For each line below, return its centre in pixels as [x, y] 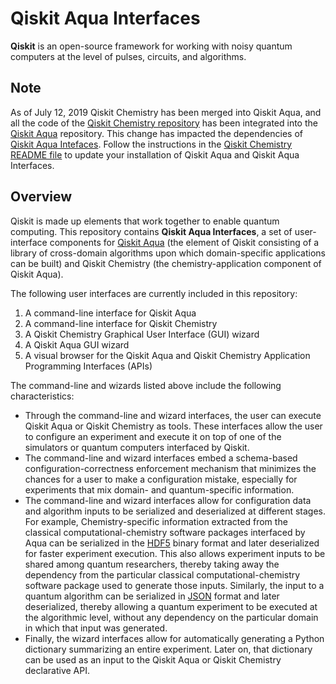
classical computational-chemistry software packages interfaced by [165, 532]
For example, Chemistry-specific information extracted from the [156, 521]
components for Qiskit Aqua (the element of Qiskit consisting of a [184, 242]
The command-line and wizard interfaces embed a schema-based [161, 458]
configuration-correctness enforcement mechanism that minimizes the [170, 468]
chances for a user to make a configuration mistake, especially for [161, 479]
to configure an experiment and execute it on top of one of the [153, 436]
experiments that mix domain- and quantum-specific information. [159, 489]
